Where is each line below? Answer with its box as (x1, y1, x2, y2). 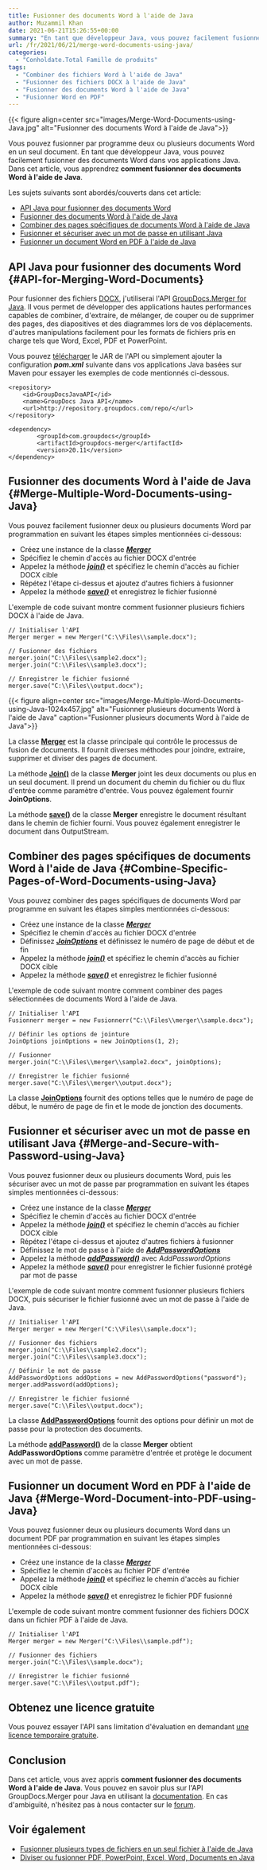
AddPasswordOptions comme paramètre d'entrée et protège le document (8, 1448, 253, 1457)
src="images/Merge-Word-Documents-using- (84, 115, 236, 124)
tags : (8, 64, 26, 72)
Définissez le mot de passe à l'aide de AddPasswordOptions (19, 1245, 221, 1254)
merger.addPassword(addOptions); (8, 1381, 119, 1389)
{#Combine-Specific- (118, 862, 229, 876)
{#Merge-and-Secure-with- (78, 1137, 220, 1150)
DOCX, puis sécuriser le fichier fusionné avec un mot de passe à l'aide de (8, 1294, 250, 1304)
